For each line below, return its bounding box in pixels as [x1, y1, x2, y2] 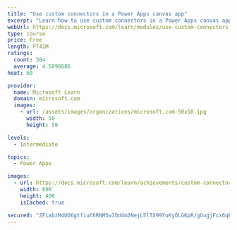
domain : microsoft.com [13, 95, 80, 102]
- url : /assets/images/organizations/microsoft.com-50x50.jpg [20, 109, 207, 116]
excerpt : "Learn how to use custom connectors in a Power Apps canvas [7, 17, 219, 24]
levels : [7, 134, 30, 141]
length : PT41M [7, 43, 49, 50]
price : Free [7, 37, 42, 44]
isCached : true [20, 199, 65, 206]
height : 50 [25, 121, 59, 128]
